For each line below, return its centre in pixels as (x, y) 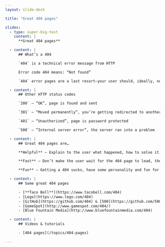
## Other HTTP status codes (47, 95)
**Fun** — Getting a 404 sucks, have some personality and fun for (89, 170)
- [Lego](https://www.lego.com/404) (55, 197)
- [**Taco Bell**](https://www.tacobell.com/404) (70, 192)
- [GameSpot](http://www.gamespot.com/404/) (64, 206)
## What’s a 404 (35, 55)
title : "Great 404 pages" (31, 18)
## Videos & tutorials (41, 224)
